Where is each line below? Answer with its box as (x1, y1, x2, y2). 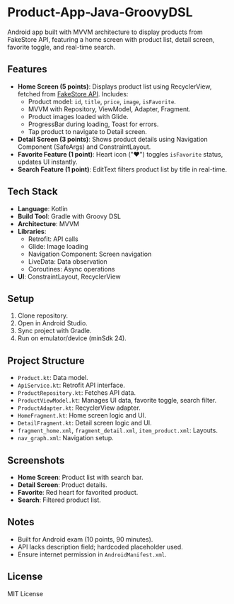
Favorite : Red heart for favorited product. (17, 488, 139, 496)
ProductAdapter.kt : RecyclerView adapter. (17, 403, 141, 412)
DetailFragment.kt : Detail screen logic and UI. (17, 419, 152, 427)
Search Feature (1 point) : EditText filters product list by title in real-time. (17, 164, 228, 174)
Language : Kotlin (17, 204, 69, 213)
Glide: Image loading (28, 242, 88, 250)
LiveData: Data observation (28, 257, 107, 266)
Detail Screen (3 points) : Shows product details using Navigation (17, 135, 208, 143)
